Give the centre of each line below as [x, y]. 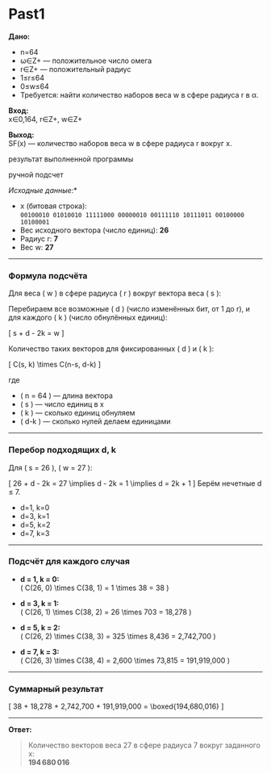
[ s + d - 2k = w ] [36, 333]
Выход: [21, 135]
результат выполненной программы [71, 159]
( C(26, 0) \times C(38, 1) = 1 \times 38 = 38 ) [94, 588]
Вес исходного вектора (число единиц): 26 [94, 230]
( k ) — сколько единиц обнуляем [77, 413]
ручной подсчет [36, 174]
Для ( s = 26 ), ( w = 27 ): [50, 467]
